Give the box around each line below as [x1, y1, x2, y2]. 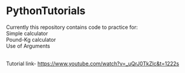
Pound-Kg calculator [6, 36, 56, 43]
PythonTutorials [6, 4, 86, 18]
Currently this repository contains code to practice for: [6, 24, 138, 31]
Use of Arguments [6, 42, 51, 49]
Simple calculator [6, 29, 48, 36]
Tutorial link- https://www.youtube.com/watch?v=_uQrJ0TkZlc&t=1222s [6, 60, 179, 67]
